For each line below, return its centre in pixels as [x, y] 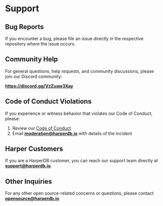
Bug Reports [25, 27]
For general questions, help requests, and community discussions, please [80, 71]
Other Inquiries [29, 181]
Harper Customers [34, 149]
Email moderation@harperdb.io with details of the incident [72, 133]
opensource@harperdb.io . [33, 199]
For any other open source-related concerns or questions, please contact [79, 193]
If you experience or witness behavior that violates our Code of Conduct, [79, 113]
